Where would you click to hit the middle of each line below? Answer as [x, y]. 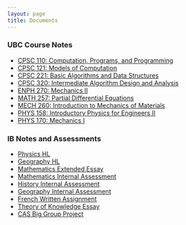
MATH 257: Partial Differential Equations [75, 98]
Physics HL [34, 154]
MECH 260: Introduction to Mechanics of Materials [91, 105]
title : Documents [33, 20]
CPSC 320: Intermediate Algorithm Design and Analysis [98, 83]
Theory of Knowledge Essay [58, 207]
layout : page [26, 14]
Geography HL [39, 162]
